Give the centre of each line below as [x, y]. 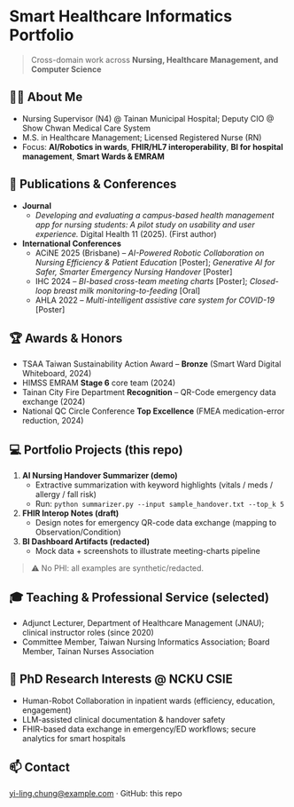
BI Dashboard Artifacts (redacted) [86, 542]
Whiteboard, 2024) [57, 374]
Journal [36, 205]
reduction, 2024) [53, 421]
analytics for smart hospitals [73, 738]
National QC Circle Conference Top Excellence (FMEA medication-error [153, 411]
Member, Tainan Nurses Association [88, 651]
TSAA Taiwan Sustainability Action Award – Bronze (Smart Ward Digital [151, 364]
